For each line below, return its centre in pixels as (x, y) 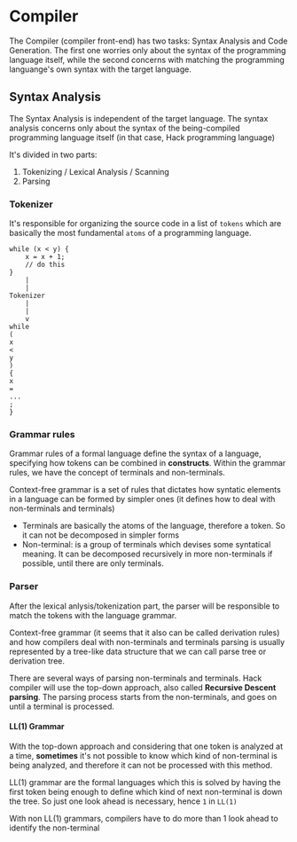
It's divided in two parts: (53, 154)
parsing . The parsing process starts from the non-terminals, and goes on (143, 696)
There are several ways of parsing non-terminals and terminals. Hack (136, 678)
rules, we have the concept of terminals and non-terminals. (117, 473)
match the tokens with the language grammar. (93, 615)
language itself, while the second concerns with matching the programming (147, 59)
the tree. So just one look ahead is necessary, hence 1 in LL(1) (123, 801)
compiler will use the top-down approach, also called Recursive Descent (143, 687)
